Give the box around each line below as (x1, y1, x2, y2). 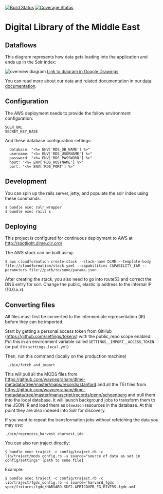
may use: (5, 422, 23, 428)
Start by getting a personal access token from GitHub (5, 328, 112, 334)
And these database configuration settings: (5, 137, 92, 143)
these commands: (5, 195, 41, 201)
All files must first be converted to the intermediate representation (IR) (5, 314, 145, 320)
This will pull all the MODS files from (5, 371, 78, 377)
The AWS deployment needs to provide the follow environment (5, 110, 131, 116)
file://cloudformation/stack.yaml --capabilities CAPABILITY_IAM (5, 264, 140, 268)
